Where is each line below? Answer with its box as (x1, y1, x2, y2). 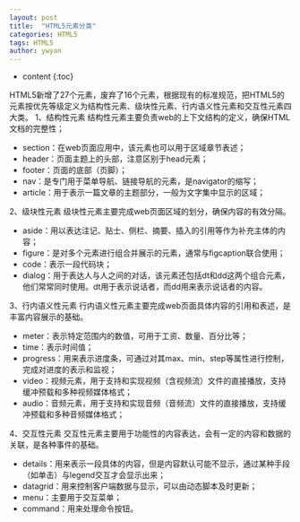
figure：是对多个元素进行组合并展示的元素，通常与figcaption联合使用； (21, 248, 286, 258)
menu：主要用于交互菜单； (21, 492, 123, 503)
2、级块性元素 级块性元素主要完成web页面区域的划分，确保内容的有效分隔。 (9, 206, 291, 217)
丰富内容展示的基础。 (9, 311, 88, 323)
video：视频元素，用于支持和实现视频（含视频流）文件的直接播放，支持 (21, 376, 287, 387)
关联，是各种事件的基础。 (9, 439, 104, 450)
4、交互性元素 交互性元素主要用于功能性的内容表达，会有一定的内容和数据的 (9, 428, 291, 439)
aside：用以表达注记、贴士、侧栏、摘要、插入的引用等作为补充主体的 (21, 225, 279, 236)
